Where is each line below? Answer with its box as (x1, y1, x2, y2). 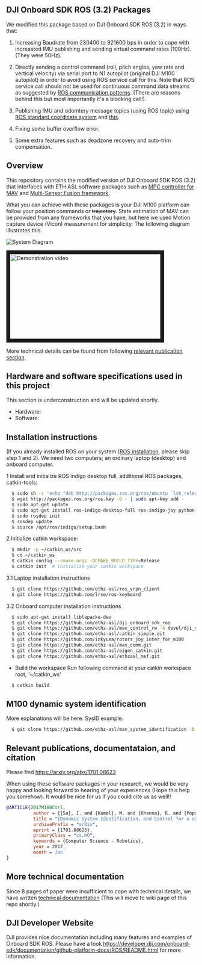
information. (6, 953, 37, 960)
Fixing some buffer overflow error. (14, 125, 100, 132)
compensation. (14, 143, 52, 150)
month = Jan (32, 849, 63, 855)
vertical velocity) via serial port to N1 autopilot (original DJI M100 (14, 69, 176, 77)
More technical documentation (6, 872, 124, 882)
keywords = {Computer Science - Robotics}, (32, 838, 144, 845)
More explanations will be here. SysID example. (6, 715, 124, 722)
